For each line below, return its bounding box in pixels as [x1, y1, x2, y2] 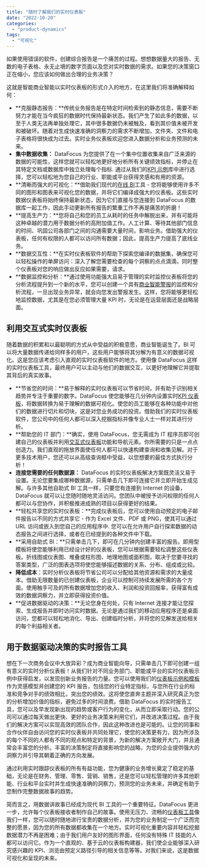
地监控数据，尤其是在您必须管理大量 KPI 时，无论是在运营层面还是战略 [15, 296, 194, 303]
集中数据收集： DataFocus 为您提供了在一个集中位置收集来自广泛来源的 [15, 150, 196, 157]
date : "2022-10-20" [6, 15, 56, 21]
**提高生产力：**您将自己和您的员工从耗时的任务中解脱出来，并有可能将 [15, 212, 198, 218]
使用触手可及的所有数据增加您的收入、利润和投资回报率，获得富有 [26, 584, 193, 591]
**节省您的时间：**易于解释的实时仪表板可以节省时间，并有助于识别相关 [15, 384, 198, 391]
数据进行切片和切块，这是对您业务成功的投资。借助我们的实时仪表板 [26, 407, 198, 415]
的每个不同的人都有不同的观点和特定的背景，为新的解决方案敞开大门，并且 [6, 736, 194, 743]
